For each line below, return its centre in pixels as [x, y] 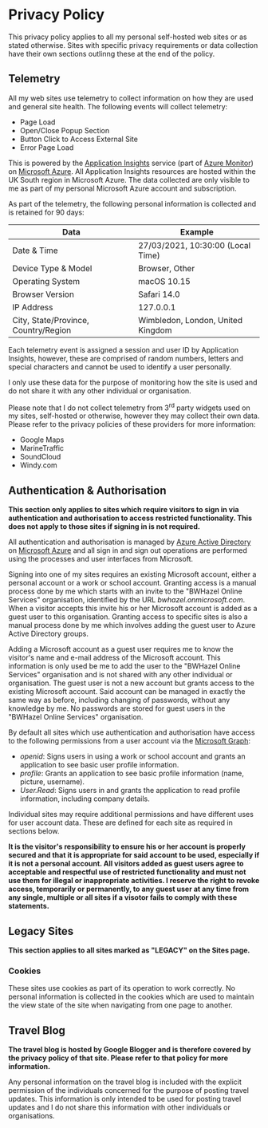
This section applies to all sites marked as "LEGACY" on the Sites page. [129, 950]
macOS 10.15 [165, 281]
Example [197, 231]
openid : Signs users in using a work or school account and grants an [132, 756]
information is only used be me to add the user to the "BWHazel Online [124, 666]
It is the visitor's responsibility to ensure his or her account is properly [127, 846]
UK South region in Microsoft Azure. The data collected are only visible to [129, 179]
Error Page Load [47, 147]
